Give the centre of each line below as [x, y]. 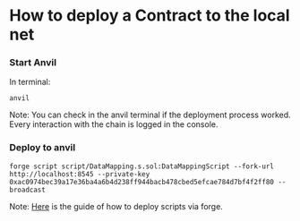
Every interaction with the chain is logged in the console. [114, 124]
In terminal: [30, 82]
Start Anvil [33, 63]
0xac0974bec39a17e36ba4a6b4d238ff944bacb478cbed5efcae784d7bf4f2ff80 [142, 182]
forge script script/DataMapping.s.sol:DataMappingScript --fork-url [142, 166]
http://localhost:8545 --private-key [80, 174]
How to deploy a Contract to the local [150, 16]
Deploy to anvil [43, 148]
